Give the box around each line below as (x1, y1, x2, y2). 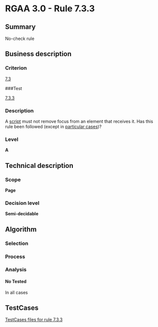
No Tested (5, 279, 27, 285)
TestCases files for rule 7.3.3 (5, 317, 63, 323)
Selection (5, 240, 29, 247)
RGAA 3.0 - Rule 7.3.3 (5, 3, 95, 14)
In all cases (5, 289, 28, 295)
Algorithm (5, 225, 37, 233)
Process (5, 253, 26, 260)
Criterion (5, 65, 27, 71)
